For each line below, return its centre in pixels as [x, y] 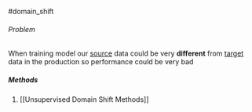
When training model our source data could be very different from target [126, 53]
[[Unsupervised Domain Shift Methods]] [84, 99]
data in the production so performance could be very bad [101, 62]
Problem [22, 29]
